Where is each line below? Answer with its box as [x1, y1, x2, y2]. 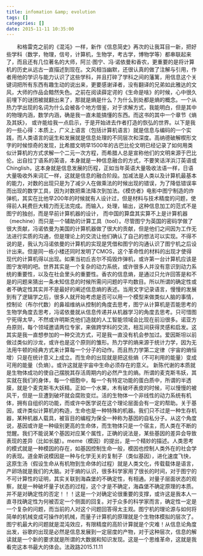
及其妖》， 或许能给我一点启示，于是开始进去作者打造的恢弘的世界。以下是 [6, 119, 190, 126]
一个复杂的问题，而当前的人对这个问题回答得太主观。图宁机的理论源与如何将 [6, 506, 197, 513]
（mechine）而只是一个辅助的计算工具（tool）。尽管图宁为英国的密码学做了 [6, 218, 193, 225]
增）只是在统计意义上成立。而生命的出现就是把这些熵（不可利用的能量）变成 [6, 354, 197, 361]
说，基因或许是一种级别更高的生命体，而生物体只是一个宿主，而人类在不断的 [6, 422, 197, 429]
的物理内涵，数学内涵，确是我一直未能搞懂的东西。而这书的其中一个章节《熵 [6, 112, 197, 119]
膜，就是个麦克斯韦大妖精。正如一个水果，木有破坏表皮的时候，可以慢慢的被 [6, 384, 197, 392]
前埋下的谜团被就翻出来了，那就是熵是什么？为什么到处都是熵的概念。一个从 [6, 96, 197, 104]
